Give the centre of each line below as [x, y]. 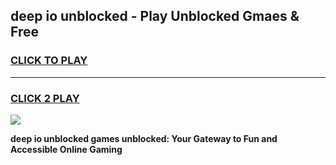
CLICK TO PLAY [49, 61]
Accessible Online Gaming [66, 149]
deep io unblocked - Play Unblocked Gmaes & [155, 16]
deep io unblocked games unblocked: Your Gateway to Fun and [144, 138]
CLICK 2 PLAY [45, 98]
